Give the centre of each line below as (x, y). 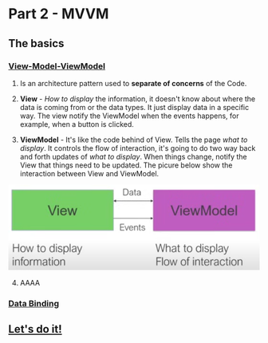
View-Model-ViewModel (57, 66)
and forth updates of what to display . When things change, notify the (133, 156)
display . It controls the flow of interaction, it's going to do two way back (138, 148)
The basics (36, 43)
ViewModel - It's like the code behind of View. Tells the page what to (134, 140)
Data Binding (34, 303)
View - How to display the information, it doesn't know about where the (138, 99)
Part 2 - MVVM (59, 14)
